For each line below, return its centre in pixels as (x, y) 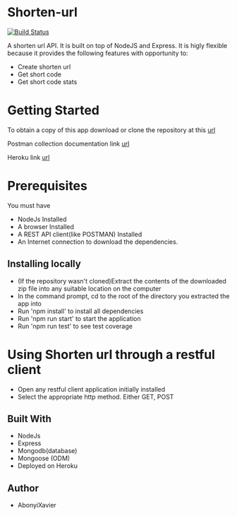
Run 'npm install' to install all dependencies (80, 311)
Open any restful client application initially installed (91, 389)
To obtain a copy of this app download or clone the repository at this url (111, 130)
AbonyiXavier (37, 505)
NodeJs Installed (42, 219)
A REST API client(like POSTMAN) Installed (80, 234)
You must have (29, 205)
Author (23, 488)
